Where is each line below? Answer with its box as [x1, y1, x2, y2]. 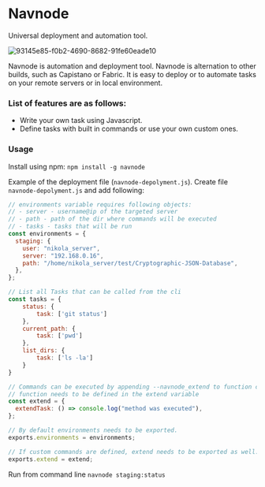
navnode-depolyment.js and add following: [8, 185, 144, 195]
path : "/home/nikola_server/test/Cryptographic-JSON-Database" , [22, 259, 238, 267]
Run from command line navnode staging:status [8, 470, 166, 479]
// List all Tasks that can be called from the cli [8, 288, 181, 296]
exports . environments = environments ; [8, 433, 136, 441]
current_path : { [22, 325, 77, 333]
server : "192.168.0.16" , [22, 251, 104, 260]
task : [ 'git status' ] [36, 310, 108, 318]
